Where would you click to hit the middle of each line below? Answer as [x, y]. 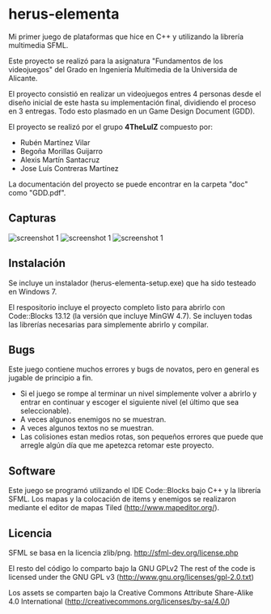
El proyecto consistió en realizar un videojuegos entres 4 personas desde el [135, 93]
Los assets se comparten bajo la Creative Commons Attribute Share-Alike [131, 593]
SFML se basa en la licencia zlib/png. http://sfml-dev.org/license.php [123, 553]
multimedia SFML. [38, 45]
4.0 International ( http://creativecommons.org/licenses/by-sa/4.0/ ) [119, 601]
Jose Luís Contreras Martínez [69, 168]
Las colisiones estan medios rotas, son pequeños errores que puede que [142, 437]
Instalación [37, 263]
